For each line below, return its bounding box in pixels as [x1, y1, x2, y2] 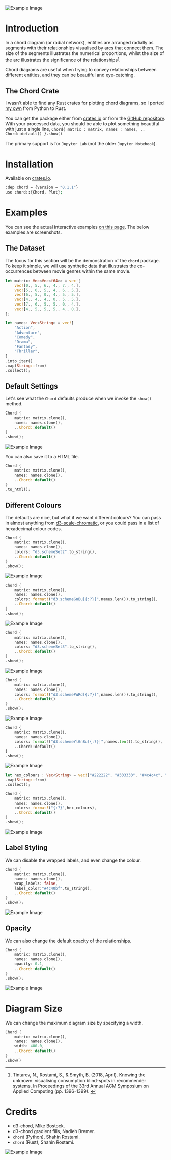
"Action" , [14, 325, 36, 330]
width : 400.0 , [14, 1044, 44, 1049]
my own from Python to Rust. [5, 105, 67, 112]
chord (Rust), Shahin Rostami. [12, 1139, 75, 1145]
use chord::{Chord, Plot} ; [5, 190, 63, 195]
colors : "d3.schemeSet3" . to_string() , [14, 644, 97, 649]
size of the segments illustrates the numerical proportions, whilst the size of [5, 50, 164, 56]
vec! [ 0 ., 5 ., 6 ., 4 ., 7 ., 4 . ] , [14, 283, 81, 288]
